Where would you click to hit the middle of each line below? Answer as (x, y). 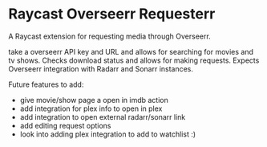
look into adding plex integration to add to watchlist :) (108, 134)
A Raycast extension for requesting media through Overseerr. (109, 36)
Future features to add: (46, 84)
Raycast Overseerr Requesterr (112, 14)
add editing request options (65, 125)
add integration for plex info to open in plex (91, 108)
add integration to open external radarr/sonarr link (103, 116)
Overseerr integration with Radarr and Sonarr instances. (101, 68)
